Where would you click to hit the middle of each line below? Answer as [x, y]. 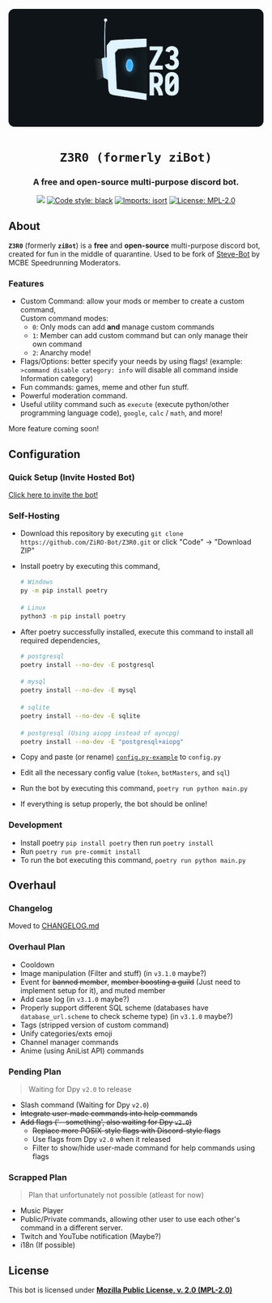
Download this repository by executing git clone [102, 533]
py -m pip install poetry [64, 591]
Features [26, 284]
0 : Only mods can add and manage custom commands [123, 327]
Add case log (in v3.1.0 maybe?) [74, 999]
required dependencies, [60, 640]
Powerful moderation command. [74, 396]
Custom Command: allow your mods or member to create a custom [132, 301]
